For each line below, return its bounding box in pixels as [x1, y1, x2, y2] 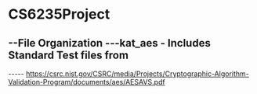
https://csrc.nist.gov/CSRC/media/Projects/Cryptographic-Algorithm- [26, 69, 249, 78]
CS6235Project [8, 5, 110, 23]
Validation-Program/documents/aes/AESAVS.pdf [8, 78, 166, 86]
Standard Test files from [8, 48, 129, 61]
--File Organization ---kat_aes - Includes [8, 37, 212, 50]
